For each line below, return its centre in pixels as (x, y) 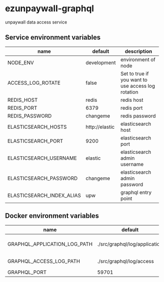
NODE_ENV (21, 63)
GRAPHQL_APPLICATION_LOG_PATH (50, 244)
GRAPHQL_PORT (27, 272)
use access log (138, 86)
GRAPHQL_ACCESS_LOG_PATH (44, 261)
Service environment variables (53, 37)
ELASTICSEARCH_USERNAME (42, 158)
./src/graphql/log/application (130, 244)
